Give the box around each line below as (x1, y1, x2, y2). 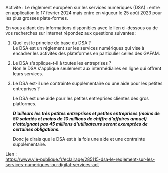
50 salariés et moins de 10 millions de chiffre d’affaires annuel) (12, 116, 147, 122)
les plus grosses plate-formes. (5, 15, 69, 21)
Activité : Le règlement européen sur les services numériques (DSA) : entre (5, 5, 160, 10)
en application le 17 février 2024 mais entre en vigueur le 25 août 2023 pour (5, 10, 162, 16)
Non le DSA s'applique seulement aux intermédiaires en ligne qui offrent (12, 65, 162, 71)
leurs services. (12, 71, 44, 77)
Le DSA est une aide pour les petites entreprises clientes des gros (12, 95, 149, 101)
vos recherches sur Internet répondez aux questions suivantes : (5, 30, 137, 36)
